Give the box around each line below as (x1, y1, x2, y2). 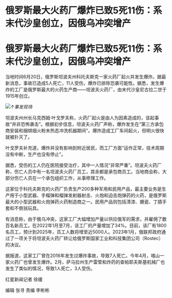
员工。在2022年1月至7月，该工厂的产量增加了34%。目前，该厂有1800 (18, 223, 167, 229)
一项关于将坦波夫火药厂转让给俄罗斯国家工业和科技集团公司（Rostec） (14, 235, 164, 242)
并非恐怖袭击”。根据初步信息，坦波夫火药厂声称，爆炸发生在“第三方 (12, 121, 155, 127)
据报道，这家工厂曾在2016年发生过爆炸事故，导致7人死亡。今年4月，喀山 (5, 252, 160, 259)
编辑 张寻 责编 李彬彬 (5, 287, 50, 293)
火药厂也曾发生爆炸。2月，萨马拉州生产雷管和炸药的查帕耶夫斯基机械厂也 (9, 259, 165, 265)
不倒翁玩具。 (14, 205, 41, 211)
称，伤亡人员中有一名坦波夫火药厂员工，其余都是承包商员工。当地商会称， (5, 169, 162, 175)
